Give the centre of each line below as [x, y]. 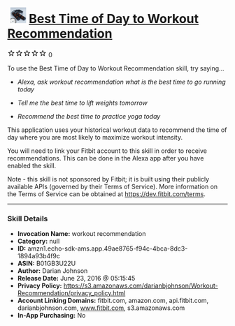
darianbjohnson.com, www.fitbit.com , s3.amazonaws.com [101, 308]
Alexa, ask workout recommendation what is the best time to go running [121, 82]
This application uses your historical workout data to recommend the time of [117, 130]
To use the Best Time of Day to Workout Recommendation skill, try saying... [116, 68]
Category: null [38, 242]
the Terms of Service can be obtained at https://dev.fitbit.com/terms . [107, 194]
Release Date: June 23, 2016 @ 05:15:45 [76, 279]
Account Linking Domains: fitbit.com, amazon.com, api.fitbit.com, [113, 301]
